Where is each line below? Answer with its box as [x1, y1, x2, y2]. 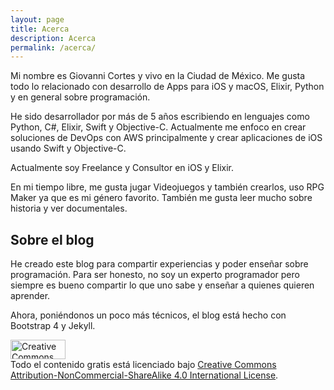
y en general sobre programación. [10, 91, 151, 103]
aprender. [10, 290, 51, 302]
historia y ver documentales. [10, 202, 128, 215]
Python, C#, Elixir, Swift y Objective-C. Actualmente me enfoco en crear [10, 121, 307, 133]
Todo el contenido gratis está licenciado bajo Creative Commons [10, 359, 277, 371]
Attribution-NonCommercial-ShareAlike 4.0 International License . [10, 369, 279, 381]
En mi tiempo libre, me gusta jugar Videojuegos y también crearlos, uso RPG [10, 181, 325, 193]
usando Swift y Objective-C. [10, 142, 127, 155]
